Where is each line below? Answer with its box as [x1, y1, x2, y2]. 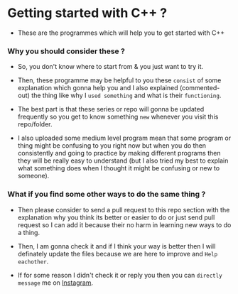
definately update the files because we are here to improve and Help [17, 249, 218, 258]
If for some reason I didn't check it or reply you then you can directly [17, 271, 222, 279]
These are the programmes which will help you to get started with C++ [17, 28, 225, 37]
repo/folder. [17, 120, 53, 129]
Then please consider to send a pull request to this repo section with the [17, 205, 230, 214]
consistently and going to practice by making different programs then [17, 149, 221, 158]
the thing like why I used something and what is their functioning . [31, 91, 222, 100]
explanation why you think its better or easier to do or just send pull [17, 213, 215, 222]
